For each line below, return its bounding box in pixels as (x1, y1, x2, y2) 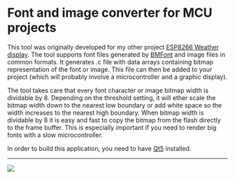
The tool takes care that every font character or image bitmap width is (7, 86, 208, 94)
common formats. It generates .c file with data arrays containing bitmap (7, 57, 214, 66)
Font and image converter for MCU (7, 5, 213, 21)
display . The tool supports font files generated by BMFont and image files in (7, 50, 226, 59)
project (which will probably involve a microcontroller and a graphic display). (7, 72, 228, 81)
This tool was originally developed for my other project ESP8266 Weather (7, 43, 219, 51)
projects (7, 20, 57, 36)
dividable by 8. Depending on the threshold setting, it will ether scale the (7, 93, 216, 102)
